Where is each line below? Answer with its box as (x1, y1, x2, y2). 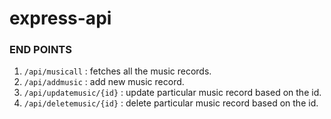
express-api (9, 7, 112, 30)
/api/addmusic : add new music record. (23, 76, 185, 88)
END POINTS (9, 43, 72, 57)
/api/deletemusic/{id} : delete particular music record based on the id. (23, 97, 319, 109)
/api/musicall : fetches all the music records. (23, 65, 212, 77)
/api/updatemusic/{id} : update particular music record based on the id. (23, 87, 322, 99)
